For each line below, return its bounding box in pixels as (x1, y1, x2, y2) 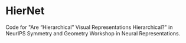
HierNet (5, 4, 45, 18)
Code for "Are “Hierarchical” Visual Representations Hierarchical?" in (5, 24, 173, 31)
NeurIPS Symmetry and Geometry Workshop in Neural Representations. (5, 29, 181, 37)
